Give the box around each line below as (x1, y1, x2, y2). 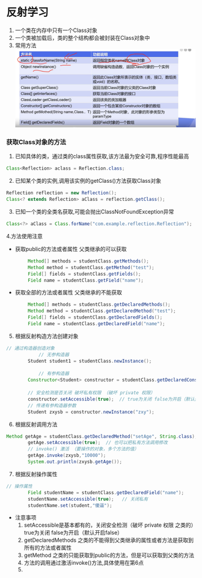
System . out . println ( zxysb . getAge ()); (28, 459, 122, 465)
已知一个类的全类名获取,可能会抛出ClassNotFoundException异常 (14, 208, 174, 215)
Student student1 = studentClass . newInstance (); (28, 358, 152, 364)
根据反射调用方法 (14, 421, 58, 428)
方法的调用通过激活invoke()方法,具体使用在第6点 (23, 559, 144, 567)
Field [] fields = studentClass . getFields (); (28, 271, 141, 277)
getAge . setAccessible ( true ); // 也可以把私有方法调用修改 (28, 440, 168, 446)
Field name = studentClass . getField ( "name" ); (28, 277, 144, 284)
